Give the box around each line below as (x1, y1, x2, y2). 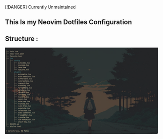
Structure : (5, 34, 38, 43)
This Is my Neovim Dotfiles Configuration (5, 18, 132, 26)
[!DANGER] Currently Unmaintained (5, 4, 76, 10)
